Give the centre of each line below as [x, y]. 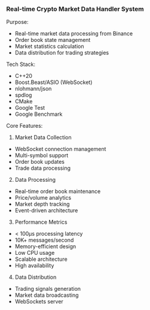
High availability [34, 266]
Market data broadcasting [47, 295]
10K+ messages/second [44, 240]
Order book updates [39, 162]
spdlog [23, 95]
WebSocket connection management [60, 149]
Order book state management [53, 40]
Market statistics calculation [49, 46]
